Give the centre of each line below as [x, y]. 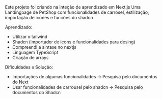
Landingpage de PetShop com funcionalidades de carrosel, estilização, [77, 12]
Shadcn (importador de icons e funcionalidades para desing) [74, 42]
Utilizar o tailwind [30, 37]
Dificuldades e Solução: [29, 67]
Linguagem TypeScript [35, 52]
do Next [20, 82]
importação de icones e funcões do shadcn [49, 17]
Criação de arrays [30, 58]
